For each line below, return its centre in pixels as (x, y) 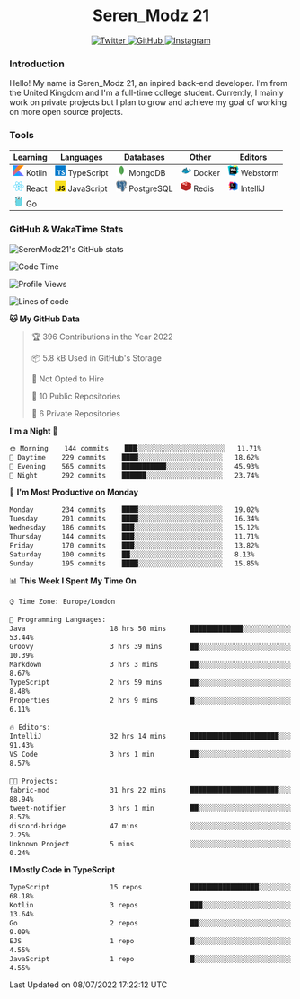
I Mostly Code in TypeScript (62, 869)
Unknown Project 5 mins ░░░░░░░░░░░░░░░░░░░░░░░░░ (150, 844)
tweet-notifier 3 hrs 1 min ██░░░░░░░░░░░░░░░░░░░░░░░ (150, 808)
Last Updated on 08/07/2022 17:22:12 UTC (88, 985)
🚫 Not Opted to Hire (68, 379)
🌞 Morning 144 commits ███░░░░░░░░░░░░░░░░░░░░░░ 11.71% (136, 448)
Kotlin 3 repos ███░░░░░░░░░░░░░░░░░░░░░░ (150, 905)
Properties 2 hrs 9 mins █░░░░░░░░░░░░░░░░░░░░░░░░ (150, 700)
